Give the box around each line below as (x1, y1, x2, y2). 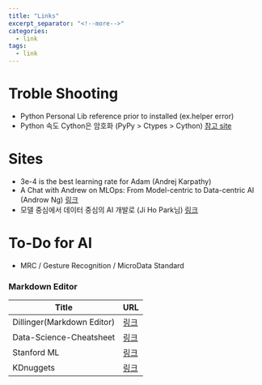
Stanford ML (12, 347, 60, 358)
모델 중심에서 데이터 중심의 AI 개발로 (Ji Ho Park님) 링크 (19, 204, 198, 215)
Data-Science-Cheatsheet (12, 332, 116, 343)
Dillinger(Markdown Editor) (12, 317, 116, 328)
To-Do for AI (8, 234, 93, 252)
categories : (8, 27, 49, 35)
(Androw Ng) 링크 (19, 195, 78, 204)
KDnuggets (12, 362, 55, 374)
